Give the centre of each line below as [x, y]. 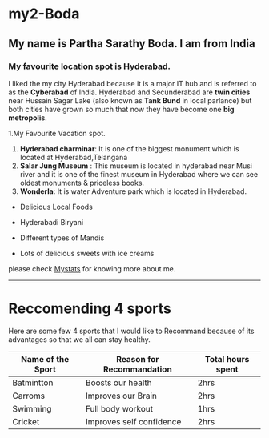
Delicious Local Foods [56, 207]
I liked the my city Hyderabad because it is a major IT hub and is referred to [132, 83]
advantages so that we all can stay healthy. [79, 339]
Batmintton [33, 383]
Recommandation [137, 369]
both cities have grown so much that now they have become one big [121, 109]
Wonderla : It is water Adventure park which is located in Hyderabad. [133, 191]
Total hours [227, 359]
